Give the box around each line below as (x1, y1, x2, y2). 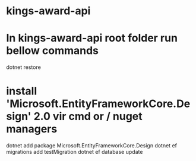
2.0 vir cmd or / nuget (33, 110, 143, 123)
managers (6, 122, 58, 136)
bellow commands (6, 44, 99, 58)
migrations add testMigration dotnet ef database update (6, 149, 143, 156)
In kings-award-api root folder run (6, 31, 178, 45)
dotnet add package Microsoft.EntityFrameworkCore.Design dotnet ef (6, 142, 177, 149)
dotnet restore (6, 64, 42, 71)
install (6, 84, 37, 98)
